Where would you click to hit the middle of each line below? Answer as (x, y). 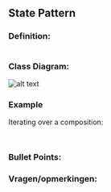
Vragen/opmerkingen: (53, 179)
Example (26, 104)
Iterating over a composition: (56, 122)
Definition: (29, 36)
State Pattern (42, 13)
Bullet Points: (35, 157)
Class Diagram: (39, 66)
